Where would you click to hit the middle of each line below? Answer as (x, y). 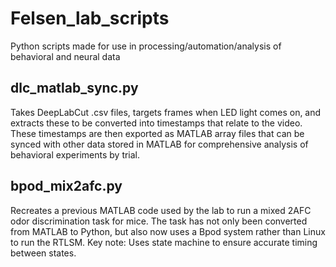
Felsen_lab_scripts (90, 18)
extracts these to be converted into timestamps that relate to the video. (156, 123)
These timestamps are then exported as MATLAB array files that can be (157, 133)
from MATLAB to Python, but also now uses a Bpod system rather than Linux (168, 231)
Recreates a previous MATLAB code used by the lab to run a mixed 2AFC (161, 210)
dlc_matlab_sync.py (74, 88)
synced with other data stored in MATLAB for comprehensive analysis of (159, 144)
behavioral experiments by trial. (75, 154)
